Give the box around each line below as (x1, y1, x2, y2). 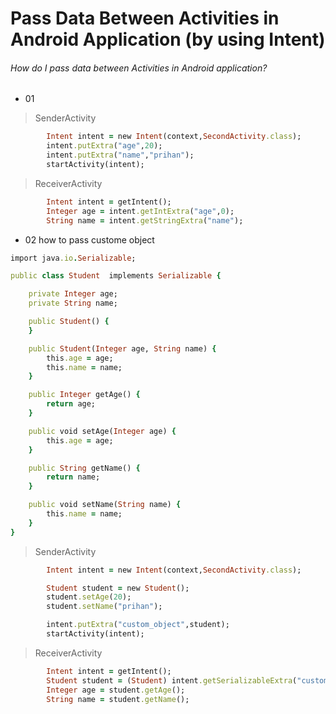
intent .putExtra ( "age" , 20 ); (46, 141, 163, 151)
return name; (46, 472, 101, 482)
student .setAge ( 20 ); (46, 592, 132, 602)
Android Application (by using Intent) (10, 28, 326, 51)
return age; (46, 399, 97, 409)
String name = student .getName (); (46, 694, 190, 704)
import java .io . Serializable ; (10, 253, 137, 263)
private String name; (28, 298, 118, 309)
